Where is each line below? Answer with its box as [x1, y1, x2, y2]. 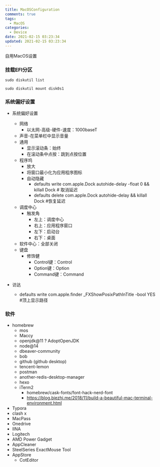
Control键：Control [34, 259, 72, 265]
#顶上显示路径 [19, 297, 48, 303]
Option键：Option [34, 265, 70, 271]
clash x [12, 410, 27, 416]
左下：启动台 [34, 229, 60, 235]
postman [19, 369, 37, 375]
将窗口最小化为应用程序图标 [26, 169, 83, 176]
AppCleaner [12, 441, 36, 447]
